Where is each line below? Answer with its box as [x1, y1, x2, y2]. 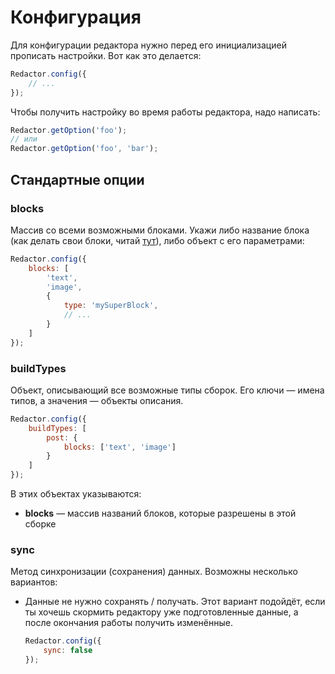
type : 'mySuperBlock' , [63, 301, 159, 311]
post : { [46, 432, 78, 443]
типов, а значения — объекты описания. [10, 394, 184, 406]
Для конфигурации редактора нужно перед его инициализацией [10, 39, 287, 51]
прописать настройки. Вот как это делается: [10, 49, 202, 61]
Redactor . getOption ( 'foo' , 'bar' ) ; [10, 144, 159, 154]
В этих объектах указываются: [10, 488, 142, 500]
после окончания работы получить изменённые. [24, 617, 233, 629]
